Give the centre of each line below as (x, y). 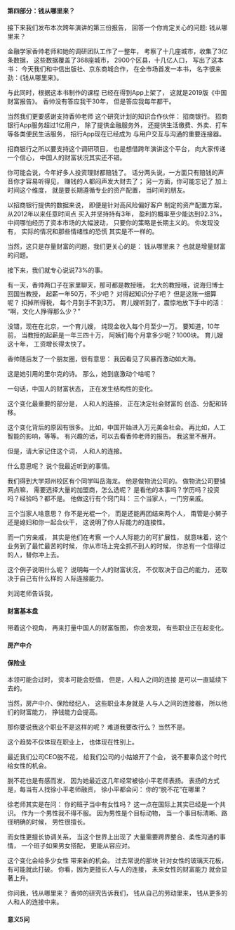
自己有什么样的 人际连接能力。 (63, 579)
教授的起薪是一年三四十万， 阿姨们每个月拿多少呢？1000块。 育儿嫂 (125, 335)
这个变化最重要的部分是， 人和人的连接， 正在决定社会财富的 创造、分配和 (114, 403)
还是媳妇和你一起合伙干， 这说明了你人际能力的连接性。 (88, 522)
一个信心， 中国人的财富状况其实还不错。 (67, 157)
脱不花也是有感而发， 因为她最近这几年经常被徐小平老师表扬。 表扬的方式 (113, 781)
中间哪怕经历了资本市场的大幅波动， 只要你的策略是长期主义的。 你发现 (110, 223)
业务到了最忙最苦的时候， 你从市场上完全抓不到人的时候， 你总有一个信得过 (116, 546)
